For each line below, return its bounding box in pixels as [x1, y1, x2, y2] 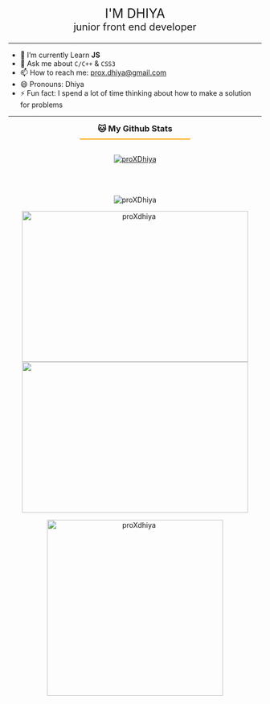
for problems [19, 100, 63, 109]
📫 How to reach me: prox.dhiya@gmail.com [19, 68, 167, 77]
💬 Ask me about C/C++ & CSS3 [19, 59, 116, 68]
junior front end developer [73, 21, 197, 33]
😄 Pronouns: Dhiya [19, 80, 84, 89]
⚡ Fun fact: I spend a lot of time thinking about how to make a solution [19, 89, 252, 97]
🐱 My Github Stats [97, 123, 173, 134]
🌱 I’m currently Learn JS [19, 50, 100, 60]
